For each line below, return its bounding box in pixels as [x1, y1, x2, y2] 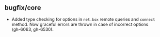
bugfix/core [4, 4, 41, 12]
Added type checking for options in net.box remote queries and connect [11, 16, 156, 22]
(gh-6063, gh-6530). [11, 26, 54, 32]
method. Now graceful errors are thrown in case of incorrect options [11, 21, 149, 27]
